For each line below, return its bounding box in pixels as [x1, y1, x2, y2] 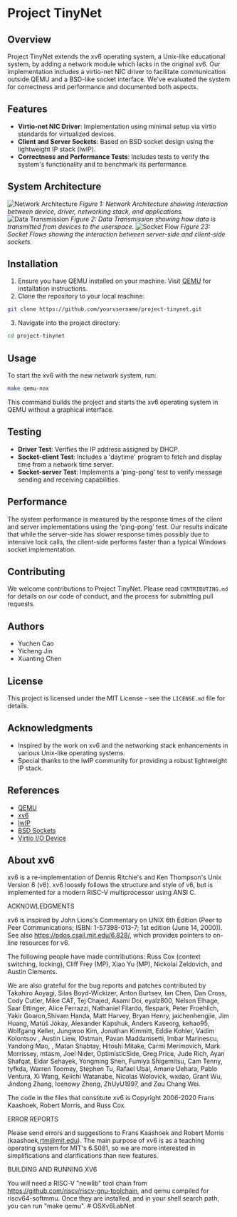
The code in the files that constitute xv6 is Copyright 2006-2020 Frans [7, 1094, 215, 1102]
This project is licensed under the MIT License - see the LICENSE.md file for [7, 693, 226, 703]
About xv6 [7, 854, 55, 866]
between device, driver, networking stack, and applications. [7, 207, 184, 215]
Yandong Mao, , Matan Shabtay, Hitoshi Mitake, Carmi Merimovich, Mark [7, 1042, 221, 1050]
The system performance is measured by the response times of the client [7, 514, 223, 523]
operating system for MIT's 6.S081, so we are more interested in [7, 1144, 196, 1152]
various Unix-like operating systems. [17, 748, 126, 757]
